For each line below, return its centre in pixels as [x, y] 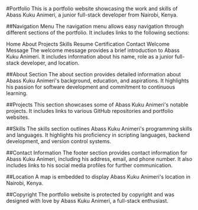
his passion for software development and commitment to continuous [91, 87]
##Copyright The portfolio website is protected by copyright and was [90, 194]
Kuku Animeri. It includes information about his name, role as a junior [90, 56]
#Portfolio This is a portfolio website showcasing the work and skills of [92, 9]
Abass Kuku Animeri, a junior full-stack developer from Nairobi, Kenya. [92, 15]
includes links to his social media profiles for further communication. [90, 165]
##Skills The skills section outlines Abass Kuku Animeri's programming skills [99, 129]
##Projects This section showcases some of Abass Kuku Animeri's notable [97, 105]
